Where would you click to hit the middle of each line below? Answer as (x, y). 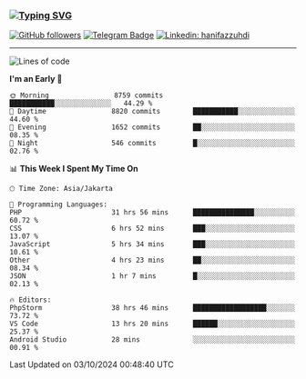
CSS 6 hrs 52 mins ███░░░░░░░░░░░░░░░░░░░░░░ (153, 229)
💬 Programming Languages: (58, 204)
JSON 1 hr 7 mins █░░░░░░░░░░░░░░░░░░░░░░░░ (153, 276)
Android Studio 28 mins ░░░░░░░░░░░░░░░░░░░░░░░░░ (153, 340)
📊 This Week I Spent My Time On (74, 169)
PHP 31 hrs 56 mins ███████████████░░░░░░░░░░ (153, 213)
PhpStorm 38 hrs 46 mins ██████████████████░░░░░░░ (153, 308)
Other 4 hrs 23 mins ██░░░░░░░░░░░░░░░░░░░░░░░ (153, 260)
